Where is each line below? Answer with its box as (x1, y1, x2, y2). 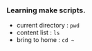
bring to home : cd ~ (16, 36, 75, 44)
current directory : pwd (16, 21, 80, 30)
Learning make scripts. (6, 6, 86, 15)
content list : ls (16, 28, 60, 37)
